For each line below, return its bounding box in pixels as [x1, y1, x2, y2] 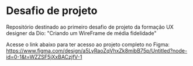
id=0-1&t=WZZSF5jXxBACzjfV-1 [6, 53, 82, 60]
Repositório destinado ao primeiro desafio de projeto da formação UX [6, 23, 174, 30]
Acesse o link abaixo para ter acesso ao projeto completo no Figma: [6, 41, 170, 48]
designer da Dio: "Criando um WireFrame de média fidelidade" [6, 29, 157, 36]
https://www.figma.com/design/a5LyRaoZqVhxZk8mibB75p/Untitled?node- [6, 47, 188, 54]
